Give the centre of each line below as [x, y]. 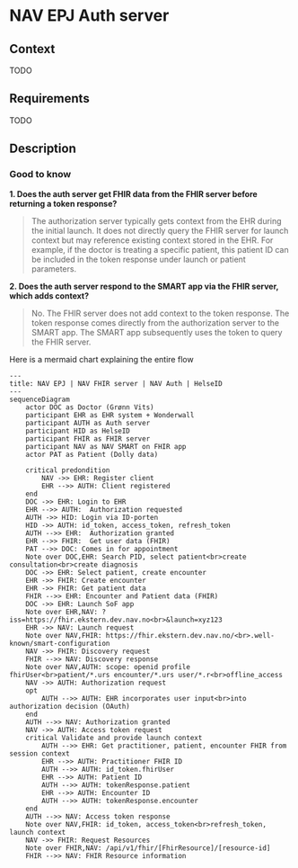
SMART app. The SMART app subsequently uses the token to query [157, 332]
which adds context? [49, 295]
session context [39, 753]
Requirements [49, 98]
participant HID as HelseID [78, 431]
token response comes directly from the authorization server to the [155, 322]
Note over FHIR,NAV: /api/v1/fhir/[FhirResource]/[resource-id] [148, 848]
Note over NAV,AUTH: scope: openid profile [108, 667]
